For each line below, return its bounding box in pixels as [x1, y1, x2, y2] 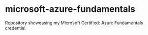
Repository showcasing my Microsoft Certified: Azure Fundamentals [5, 20, 144, 26]
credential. [5, 25, 27, 31]
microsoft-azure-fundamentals [5, 3, 135, 15]
